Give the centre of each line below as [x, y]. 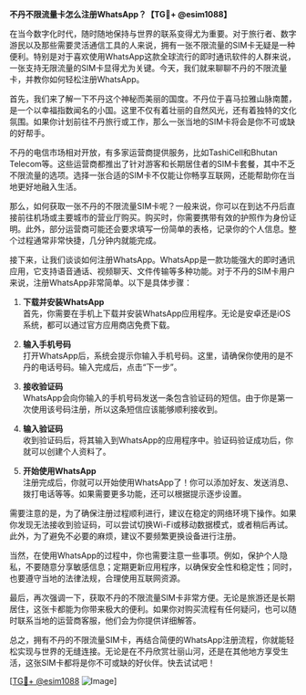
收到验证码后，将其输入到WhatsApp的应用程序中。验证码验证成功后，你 [158, 440]
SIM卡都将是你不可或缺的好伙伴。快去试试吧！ [128, 663]
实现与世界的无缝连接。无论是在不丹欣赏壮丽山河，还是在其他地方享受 [148, 651]
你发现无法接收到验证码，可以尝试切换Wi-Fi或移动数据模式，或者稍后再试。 [151, 525]
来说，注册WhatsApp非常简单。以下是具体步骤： [101, 283]
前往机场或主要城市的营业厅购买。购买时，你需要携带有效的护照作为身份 [153, 217]
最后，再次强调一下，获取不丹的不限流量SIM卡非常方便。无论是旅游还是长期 [153, 598]
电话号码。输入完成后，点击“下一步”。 [110, 367]
